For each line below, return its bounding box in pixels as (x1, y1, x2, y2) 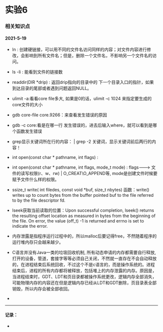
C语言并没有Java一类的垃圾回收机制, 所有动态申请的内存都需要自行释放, (12, 250, 156, 255)
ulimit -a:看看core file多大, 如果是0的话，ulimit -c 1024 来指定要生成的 (12, 95, 152, 102)
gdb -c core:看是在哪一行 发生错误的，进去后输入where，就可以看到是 (12, 122, 153, 128)
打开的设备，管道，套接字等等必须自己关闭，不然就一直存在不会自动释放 (12, 255, 157, 262)
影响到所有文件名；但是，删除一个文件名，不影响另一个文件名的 (25, 53, 153, 59)
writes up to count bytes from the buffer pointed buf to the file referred (12, 192, 154, 198)
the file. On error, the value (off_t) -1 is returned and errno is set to (12, 218, 144, 224)
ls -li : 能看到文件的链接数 (12, 69, 63, 75)
